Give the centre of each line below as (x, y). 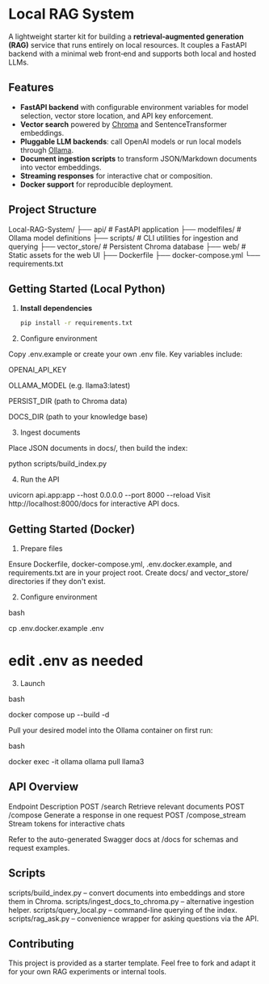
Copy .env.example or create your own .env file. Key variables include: (126, 354)
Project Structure (53, 210)
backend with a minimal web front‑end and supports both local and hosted (132, 53)
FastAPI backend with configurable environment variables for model (134, 107)
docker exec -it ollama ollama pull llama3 (76, 761)
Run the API (40, 479)
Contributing (41, 944)
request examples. (39, 847)
